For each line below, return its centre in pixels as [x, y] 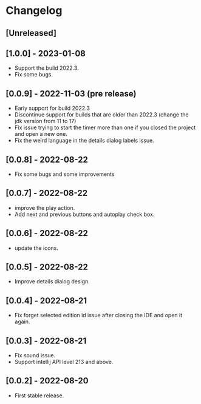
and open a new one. [41, 134]
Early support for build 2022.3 [52, 108]
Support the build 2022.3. [47, 68]
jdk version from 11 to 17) [45, 121]
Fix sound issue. [35, 355]
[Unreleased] [31, 33]
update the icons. [36, 248]
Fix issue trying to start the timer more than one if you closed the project [105, 127]
